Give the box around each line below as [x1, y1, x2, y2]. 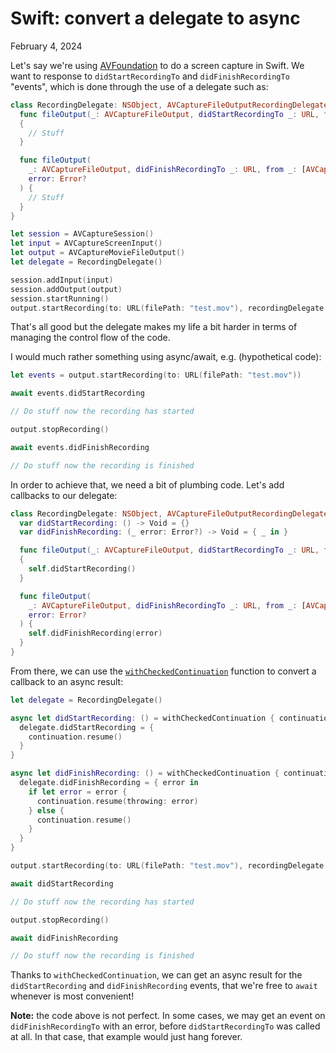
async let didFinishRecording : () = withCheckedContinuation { [10, 768, 280, 779]
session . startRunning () [10, 293, 110, 304]
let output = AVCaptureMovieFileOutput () [10, 248, 186, 258]
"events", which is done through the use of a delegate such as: [10, 80, 269, 92]
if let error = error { [28, 787, 128, 797]
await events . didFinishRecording [10, 442, 150, 452]
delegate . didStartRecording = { [19, 722, 155, 732]
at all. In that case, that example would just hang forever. [10, 1031, 243, 1043]
